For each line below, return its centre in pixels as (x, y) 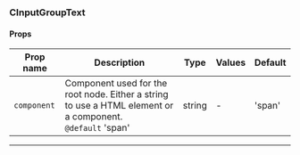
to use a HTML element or (119, 106)
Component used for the (116, 84)
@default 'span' (97, 128)
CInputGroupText (47, 12)
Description (120, 62)
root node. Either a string (117, 94)
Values (231, 62)
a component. (94, 117)
